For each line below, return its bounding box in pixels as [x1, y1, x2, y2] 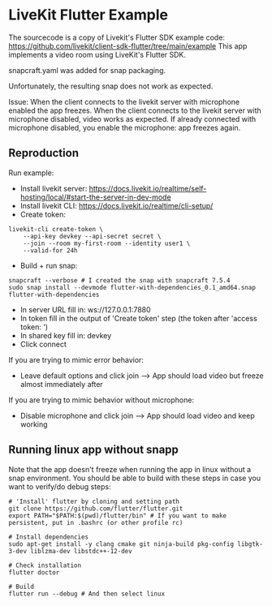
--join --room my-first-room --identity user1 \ [23, 239, 191, 247]
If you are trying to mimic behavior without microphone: [8, 395, 195, 405]
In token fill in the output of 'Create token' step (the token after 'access [19, 313, 257, 323]
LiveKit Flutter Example [8, 6, 169, 24]
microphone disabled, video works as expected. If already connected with [8, 114, 257, 123]
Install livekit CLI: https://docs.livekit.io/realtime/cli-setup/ [19, 200, 214, 210]
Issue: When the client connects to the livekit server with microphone [8, 97, 240, 106]
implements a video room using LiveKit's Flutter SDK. [8, 49, 187, 59]
